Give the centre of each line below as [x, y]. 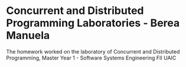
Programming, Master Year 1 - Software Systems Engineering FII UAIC [91, 58]
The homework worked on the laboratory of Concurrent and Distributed [93, 51]
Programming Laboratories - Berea [93, 23]
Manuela [28, 36]
